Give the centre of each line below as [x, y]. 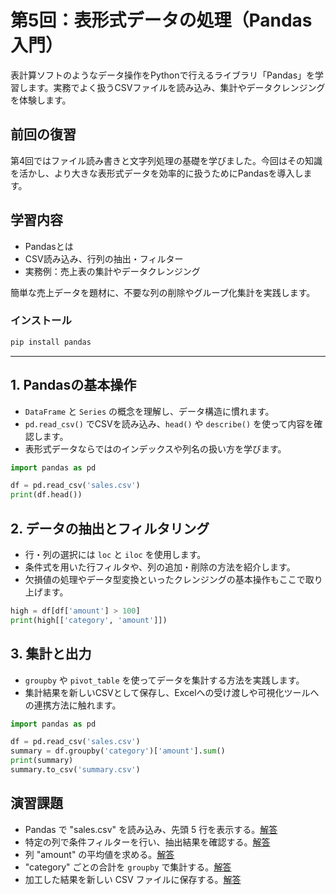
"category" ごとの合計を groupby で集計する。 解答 [128, 867]
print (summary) [42, 761]
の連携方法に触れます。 [73, 705]
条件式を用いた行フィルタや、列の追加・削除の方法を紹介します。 [160, 567]
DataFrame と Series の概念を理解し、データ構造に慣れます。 [149, 411]
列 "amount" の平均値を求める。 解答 [99, 854]
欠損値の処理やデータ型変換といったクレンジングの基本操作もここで [165, 579]
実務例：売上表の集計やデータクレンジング [112, 271]
